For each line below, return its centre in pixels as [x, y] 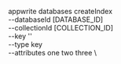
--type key [26, 44]
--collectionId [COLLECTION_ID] [61, 28]
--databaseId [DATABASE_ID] [56, 20]
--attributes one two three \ [52, 53]
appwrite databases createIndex [60, 11]
